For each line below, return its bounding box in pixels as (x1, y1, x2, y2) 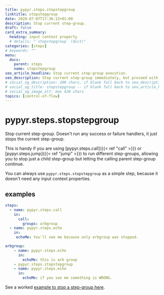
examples (5, 190, 36, 198)
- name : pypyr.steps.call (9, 207, 62, 212)
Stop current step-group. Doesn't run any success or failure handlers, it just (5, 131, 158, 137)
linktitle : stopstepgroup (5, 12, 58, 17)
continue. (5, 161, 24, 167)
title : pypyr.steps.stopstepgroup (5, 7, 76, 12)
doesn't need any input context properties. (5, 176, 91, 182)
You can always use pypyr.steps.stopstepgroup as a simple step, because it (5, 171, 158, 177)
